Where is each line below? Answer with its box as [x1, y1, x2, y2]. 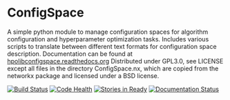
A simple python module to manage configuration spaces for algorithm [7, 28, 209, 36]
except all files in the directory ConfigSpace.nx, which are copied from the [7, 64, 219, 72]
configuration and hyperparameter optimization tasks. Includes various [7, 34, 209, 43]
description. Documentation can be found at [7, 50, 133, 58]
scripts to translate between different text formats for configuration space [7, 42, 217, 50]
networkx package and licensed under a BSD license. [7, 71, 160, 80]
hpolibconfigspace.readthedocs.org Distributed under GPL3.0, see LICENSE [7, 57, 224, 65]
